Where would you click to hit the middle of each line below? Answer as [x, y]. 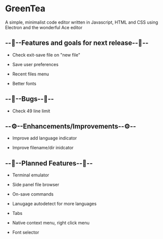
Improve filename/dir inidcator [43, 148]
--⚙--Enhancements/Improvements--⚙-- [71, 126]
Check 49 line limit [31, 111]
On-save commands [33, 194]
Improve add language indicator [45, 138]
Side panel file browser [36, 185]
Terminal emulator [31, 175]
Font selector [26, 233]
